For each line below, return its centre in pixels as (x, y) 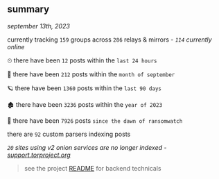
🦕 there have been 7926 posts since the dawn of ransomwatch (95, 120)
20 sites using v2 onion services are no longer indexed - (87, 147)
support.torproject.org (39, 155)
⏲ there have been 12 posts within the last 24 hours (82, 60)
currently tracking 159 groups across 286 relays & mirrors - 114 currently (110, 40)
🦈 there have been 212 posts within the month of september (91, 74)
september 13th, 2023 (39, 26)
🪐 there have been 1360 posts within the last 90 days (84, 88)
